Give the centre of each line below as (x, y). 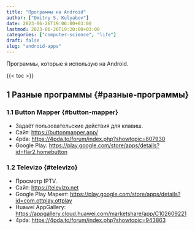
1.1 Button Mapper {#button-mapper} (62, 112)
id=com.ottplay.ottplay (44, 201)
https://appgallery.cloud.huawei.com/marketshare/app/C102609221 (101, 213)
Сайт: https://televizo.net (47, 187)
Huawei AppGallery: (40, 207)
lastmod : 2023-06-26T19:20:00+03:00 (53, 29)
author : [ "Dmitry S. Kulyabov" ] (48, 18)
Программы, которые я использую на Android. (67, 63)
